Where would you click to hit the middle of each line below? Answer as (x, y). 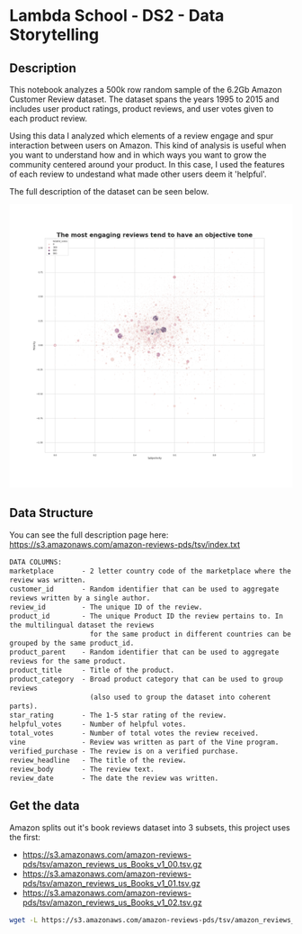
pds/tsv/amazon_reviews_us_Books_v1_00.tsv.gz (112, 864)
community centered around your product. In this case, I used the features (147, 164)
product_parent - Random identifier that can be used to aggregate (144, 652)
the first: (25, 837)
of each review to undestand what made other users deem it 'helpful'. (138, 174)
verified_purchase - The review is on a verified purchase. (124, 751)
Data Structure (52, 513)
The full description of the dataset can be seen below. (109, 191)
